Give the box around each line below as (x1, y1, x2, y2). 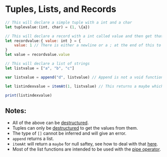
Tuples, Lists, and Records (5, 3, 117, 15)
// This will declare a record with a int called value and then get (5, 33, 153, 38)
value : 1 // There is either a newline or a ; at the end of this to (14, 43, 162, 48)
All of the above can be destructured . (12, 120, 89, 126)
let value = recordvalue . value (5, 52, 70, 57)
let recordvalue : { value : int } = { (5, 38, 81, 43)
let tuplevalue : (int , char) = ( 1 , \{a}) (5, 24, 90, 29)
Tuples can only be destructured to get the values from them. (12, 125, 138, 131)
